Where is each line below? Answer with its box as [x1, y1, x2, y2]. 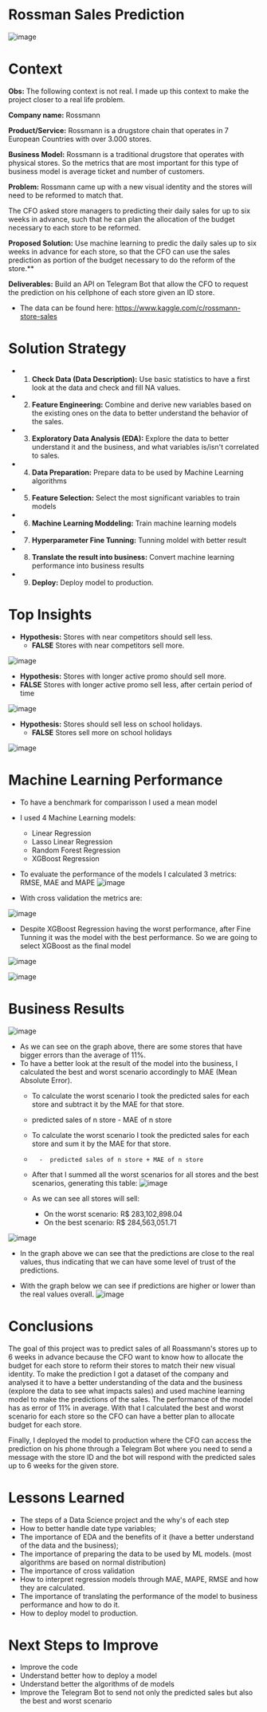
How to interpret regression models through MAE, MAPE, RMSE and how [19, 1574, 259, 1584]
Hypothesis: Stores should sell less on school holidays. [19, 719, 203, 729]
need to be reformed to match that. [8, 190, 124, 200]
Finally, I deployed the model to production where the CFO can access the [8, 1435, 252, 1445]
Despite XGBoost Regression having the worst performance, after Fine [19, 923, 251, 934]
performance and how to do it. [19, 1600, 120, 1609]
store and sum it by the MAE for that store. [31, 1139, 171, 1148]
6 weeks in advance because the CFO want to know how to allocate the [8, 1352, 244, 1361]
